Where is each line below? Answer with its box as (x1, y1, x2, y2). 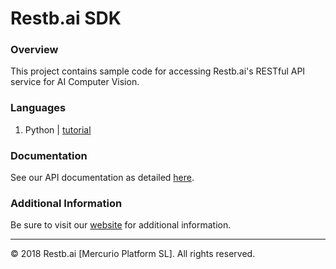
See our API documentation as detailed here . (10, 172, 195, 184)
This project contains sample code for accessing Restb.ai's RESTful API (10, 65, 306, 77)
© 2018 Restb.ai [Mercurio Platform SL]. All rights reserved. (10, 248, 256, 260)
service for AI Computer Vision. (10, 76, 140, 88)
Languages (10, 101, 67, 115)
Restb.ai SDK (10, 7, 122, 30)
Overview (10, 43, 59, 57)
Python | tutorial (24, 123, 92, 136)
